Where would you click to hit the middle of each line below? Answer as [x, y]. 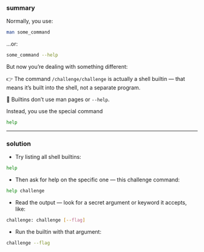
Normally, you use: [30, 21]
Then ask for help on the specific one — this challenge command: [97, 180]
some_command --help [32, 55]
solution [19, 144]
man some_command [28, 32]
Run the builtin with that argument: [58, 231]
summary [21, 8]
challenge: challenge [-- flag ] [46, 220]
